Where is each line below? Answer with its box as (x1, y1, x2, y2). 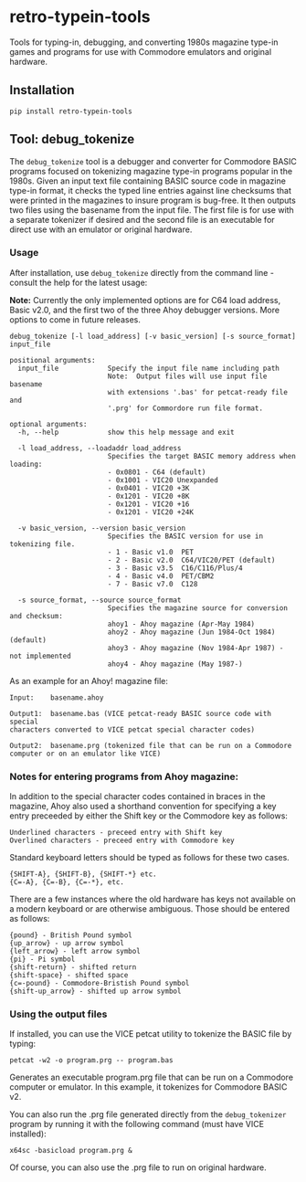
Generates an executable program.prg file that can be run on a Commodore (9, 1071, 294, 1083)
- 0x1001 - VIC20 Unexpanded (107, 475, 219, 485)
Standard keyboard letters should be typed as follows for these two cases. (9, 852, 290, 863)
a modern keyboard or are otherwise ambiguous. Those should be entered (9, 903, 290, 914)
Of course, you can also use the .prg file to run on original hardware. (9, 1162, 267, 1173)
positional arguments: (9, 355, 96, 364)
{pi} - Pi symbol (9, 955, 76, 965)
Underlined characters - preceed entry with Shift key (9, 828, 223, 838)
